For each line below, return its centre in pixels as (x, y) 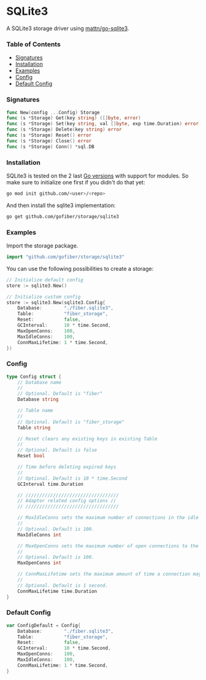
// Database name (40, 382)
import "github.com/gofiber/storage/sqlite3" (65, 257)
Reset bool (31, 456)
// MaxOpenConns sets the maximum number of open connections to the (108, 546)
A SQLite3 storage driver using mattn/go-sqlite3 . (68, 28)
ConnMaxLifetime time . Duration (57, 591)
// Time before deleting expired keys (67, 467)
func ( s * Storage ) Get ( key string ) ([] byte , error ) (74, 118)
